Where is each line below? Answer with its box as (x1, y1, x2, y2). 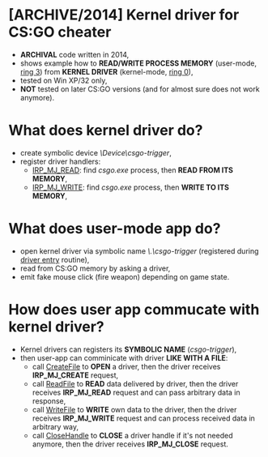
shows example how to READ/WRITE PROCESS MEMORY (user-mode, (19, 58, 257, 68)
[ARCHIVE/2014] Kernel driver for (8, 6, 240, 24)
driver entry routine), (19, 254, 90, 264)
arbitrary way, (32, 421, 79, 431)
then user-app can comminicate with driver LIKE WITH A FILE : (19, 352, 228, 362)
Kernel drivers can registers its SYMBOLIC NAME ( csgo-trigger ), (19, 344, 237, 354)
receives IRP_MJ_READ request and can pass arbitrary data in (32, 387, 240, 397)
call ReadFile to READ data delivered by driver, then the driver (32, 378, 239, 388)
